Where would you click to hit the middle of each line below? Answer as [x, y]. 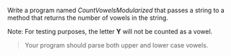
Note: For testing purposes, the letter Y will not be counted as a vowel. [110, 32]
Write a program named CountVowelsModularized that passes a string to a [116, 10]
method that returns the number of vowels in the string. [88, 18]
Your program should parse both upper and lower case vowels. [116, 45]
